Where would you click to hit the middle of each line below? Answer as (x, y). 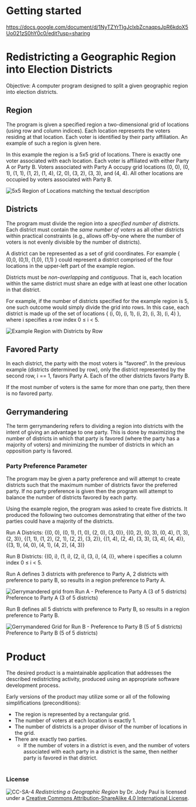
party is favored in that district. (60, 758)
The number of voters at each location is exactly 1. (75, 721)
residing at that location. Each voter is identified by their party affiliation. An (97, 137)
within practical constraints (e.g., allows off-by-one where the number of (94, 236)
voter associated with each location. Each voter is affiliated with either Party (97, 161)
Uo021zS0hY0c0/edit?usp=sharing (48, 33)
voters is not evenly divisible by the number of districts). (74, 242)
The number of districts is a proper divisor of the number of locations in (101, 727)
